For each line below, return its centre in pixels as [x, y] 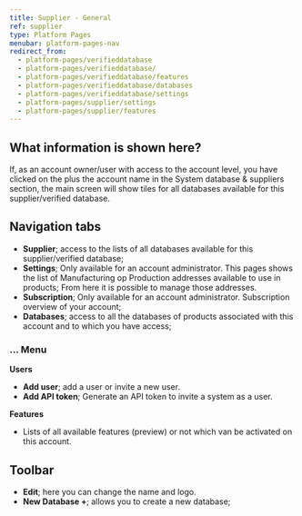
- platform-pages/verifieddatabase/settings [103, 94]
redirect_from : [38, 52]
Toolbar [32, 470]
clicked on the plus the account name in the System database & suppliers [147, 179]
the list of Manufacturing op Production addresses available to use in [151, 277]
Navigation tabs [55, 227]
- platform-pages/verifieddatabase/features [103, 77]
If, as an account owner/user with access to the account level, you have [144, 170]
